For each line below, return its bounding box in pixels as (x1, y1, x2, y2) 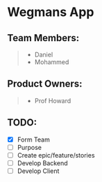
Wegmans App (7, 4, 94, 20)
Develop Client (17, 167, 60, 175)
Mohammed (34, 58, 69, 66)
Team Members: (7, 32, 80, 44)
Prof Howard (34, 96, 71, 105)
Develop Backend (17, 158, 68, 167)
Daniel (34, 50, 53, 59)
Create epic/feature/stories (17, 151, 95, 159)
